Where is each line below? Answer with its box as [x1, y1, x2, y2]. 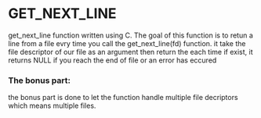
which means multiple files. [8, 101, 96, 110]
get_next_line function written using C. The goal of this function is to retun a [8, 30, 253, 40]
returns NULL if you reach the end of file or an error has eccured [8, 55, 217, 65]
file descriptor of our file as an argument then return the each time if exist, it [8, 47, 253, 56]
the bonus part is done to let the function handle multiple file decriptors [8, 93, 238, 102]
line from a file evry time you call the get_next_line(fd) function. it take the [8, 38, 246, 48]
